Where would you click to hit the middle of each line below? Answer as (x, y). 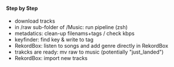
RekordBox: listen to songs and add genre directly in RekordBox (91, 46)
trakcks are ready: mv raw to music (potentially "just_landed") (89, 52)
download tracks (35, 21)
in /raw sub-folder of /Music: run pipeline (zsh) (71, 27)
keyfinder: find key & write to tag (54, 40)
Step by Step (22, 8)
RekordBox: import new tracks (51, 58)
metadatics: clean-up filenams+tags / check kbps (74, 33)
